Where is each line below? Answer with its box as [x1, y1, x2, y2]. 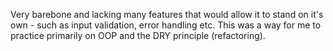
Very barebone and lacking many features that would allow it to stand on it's [10, 9, 324, 20]
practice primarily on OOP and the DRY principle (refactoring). [10, 30, 266, 41]
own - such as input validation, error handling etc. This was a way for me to [10, 19, 322, 31]
